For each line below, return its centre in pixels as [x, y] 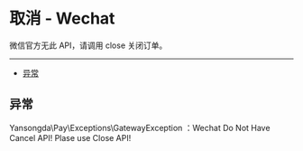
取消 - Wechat [62, 19]
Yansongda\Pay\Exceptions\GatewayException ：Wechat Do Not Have [140, 127]
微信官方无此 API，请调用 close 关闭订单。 [88, 45]
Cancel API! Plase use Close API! [70, 137]
